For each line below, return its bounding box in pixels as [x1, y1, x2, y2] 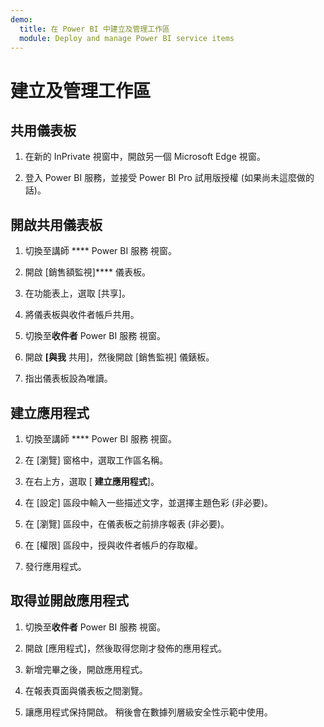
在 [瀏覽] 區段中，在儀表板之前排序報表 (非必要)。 [24, 518, 230, 530]
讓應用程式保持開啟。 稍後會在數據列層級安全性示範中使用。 [24, 706, 273, 718]
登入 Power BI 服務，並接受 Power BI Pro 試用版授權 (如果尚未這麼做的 [24, 172, 315, 184]
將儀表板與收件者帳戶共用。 [24, 309, 140, 321]
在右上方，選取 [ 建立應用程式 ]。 [24, 476, 160, 487]
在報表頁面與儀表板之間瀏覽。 [24, 684, 148, 696]
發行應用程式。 [24, 561, 87, 572]
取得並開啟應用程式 [10, 592, 129, 610]
